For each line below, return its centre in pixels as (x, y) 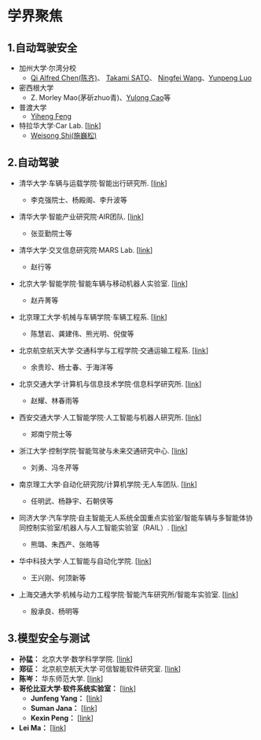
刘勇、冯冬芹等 (55, 467)
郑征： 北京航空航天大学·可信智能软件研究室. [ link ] (100, 668)
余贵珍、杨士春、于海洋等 (72, 367)
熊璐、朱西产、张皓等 (65, 544)
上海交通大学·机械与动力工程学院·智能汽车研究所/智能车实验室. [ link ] (129, 594)
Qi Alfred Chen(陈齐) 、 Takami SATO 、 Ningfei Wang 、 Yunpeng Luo (141, 78)
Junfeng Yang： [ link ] (66, 698)
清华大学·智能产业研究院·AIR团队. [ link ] (81, 216)
